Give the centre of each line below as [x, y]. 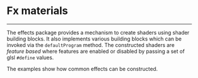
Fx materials [37, 11]
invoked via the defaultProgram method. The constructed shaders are [91, 45]
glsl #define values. [30, 57]
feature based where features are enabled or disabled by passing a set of [96, 51]
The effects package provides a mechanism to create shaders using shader [98, 32]
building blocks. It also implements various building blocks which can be [94, 39]
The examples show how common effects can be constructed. [82, 69]
